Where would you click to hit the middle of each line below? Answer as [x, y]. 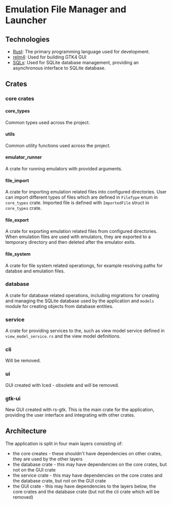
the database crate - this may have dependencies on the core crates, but [90, 464]
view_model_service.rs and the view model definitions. [63, 336]
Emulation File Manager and [66, 9]
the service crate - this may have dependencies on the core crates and [88, 475]
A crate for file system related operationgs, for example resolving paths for [84, 265]
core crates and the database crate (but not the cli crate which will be [86, 492]
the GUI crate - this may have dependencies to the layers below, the [84, 486]
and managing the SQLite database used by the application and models [80, 301]
